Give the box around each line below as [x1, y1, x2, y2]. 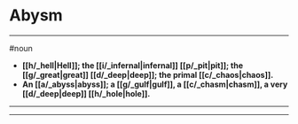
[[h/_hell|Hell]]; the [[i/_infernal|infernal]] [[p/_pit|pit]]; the [21, 59, 244, 71]
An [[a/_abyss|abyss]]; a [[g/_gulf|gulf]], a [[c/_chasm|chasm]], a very [21, 79, 288, 89]
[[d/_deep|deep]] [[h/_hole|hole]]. [21, 88, 151, 98]
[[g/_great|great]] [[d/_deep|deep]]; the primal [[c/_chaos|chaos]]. [21, 69, 274, 80]
